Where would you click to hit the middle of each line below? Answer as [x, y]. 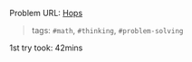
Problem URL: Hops [46, 13]
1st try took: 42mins [46, 48]
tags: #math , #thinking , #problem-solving [107, 30]
